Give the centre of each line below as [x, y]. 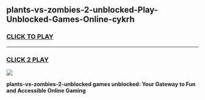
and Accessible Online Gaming [46, 90]
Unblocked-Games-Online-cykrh [70, 20]
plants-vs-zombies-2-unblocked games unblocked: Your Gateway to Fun [101, 84]
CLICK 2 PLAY [27, 59]
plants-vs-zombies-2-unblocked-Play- [82, 10]
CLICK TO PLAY [30, 37]
